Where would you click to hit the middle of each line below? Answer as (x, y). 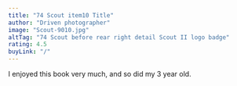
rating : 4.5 (27, 45)
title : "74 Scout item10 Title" (61, 15)
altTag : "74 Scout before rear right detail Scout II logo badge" (119, 37)
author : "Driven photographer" (59, 23)
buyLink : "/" (29, 52)
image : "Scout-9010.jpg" (49, 30)
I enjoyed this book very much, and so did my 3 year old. (100, 74)
